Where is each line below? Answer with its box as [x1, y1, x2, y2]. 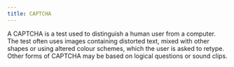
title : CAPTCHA [7, 10, 52, 17]
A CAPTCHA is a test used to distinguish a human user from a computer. [7, 29, 216, 38]
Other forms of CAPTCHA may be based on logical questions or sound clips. [7, 52, 228, 60]
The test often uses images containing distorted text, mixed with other [7, 36, 210, 45]
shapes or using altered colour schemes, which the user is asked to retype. [7, 44, 224, 52]
